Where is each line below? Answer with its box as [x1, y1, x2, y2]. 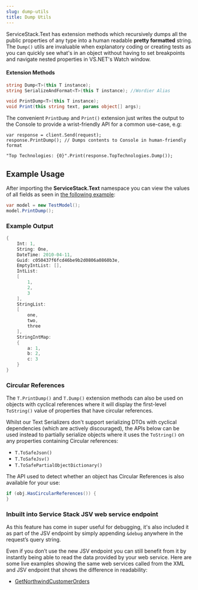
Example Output [6, 222, 54, 230]
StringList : [17, 301, 46, 307]
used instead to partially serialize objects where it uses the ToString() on [6, 431, 184, 438]
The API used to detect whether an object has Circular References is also [6, 473, 184, 480]
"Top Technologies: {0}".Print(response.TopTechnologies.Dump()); [6, 153, 173, 159]
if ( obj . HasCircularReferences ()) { [6, 491, 96, 497]
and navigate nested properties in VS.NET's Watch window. [6, 56, 151, 63]
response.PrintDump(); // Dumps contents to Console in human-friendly [6, 137, 186, 144]
